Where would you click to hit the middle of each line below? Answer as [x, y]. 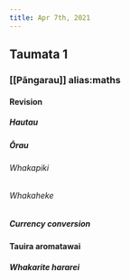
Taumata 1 [39, 55]
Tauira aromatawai [45, 247]
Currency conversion [50, 224]
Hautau [24, 122]
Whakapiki [29, 167]
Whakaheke [32, 196]
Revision [26, 101]
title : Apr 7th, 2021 [50, 18]
